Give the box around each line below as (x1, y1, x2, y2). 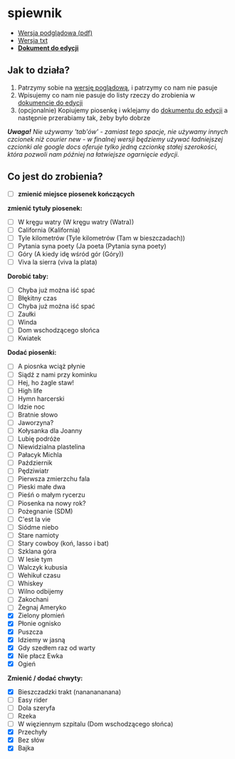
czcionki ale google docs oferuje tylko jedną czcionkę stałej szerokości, (7, 142, 219, 151)
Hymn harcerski (17, 394, 65, 403)
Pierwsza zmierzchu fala (17, 475, 90, 483)
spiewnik (7, 5, 63, 21)
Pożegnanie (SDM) (17, 507, 73, 515)
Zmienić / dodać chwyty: (7, 674, 83, 682)
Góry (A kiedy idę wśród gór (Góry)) (17, 249, 124, 258)
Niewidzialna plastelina (17, 443, 85, 451)
